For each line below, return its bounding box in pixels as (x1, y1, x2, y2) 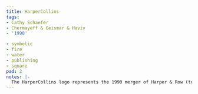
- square (6, 63, 28, 69)
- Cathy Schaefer (6, 19, 49, 25)
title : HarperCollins (6, 8, 60, 15)
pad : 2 (6, 68, 22, 74)
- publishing (6, 57, 38, 63)
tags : (6, 14, 19, 20)
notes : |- (6, 74, 31, 80)
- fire (6, 46, 22, 53)
